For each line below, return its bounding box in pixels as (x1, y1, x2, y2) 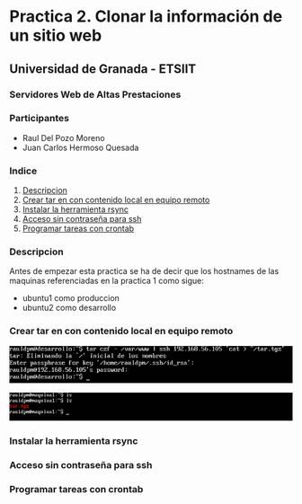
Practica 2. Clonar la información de (9, 6, 283, 27)
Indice (9, 164, 38, 177)
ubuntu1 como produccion (22, 293, 120, 304)
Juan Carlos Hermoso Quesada (22, 142, 139, 153)
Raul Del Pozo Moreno (22, 132, 105, 143)
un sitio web (9, 25, 102, 46)
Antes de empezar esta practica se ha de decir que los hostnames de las (9, 266, 280, 277)
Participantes (9, 112, 70, 125)
